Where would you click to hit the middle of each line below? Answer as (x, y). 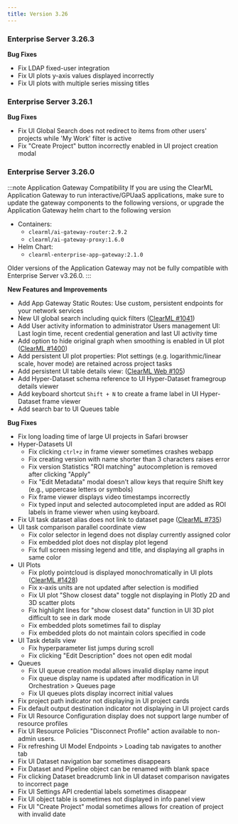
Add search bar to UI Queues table (68, 409)
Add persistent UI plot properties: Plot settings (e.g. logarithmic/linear (119, 355)
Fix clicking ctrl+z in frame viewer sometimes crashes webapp (121, 451)
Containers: (34, 224)
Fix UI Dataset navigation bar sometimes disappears (94, 761)
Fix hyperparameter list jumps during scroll (91, 648)
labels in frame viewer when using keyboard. (94, 512)
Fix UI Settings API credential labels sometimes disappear (102, 791)
